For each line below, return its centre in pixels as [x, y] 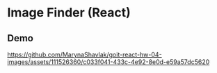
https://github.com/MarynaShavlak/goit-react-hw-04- [85, 54]
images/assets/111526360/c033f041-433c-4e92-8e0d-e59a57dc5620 [108, 62]
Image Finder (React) [69, 13]
